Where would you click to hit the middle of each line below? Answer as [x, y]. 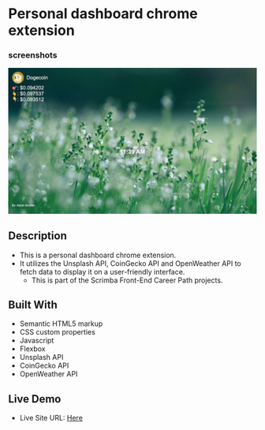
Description [37, 236]
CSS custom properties [58, 332]
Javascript [37, 341]
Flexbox [32, 349]
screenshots [33, 55]
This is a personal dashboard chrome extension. [98, 255]
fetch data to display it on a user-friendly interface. [102, 271]
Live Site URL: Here [51, 418]
